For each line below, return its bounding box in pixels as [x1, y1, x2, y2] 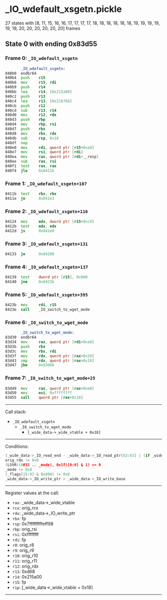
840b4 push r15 [5, 75, 46, 80]
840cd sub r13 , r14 [5, 108, 57, 113]
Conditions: [5, 443, 29, 450]
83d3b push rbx [5, 344, 46, 349]
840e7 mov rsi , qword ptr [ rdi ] [5, 150, 83, 155]
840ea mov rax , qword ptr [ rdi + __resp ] [5, 154, 99, 159]
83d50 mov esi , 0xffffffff [5, 390, 72, 395]
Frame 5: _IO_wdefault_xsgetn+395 [5, 291, 88, 298]
